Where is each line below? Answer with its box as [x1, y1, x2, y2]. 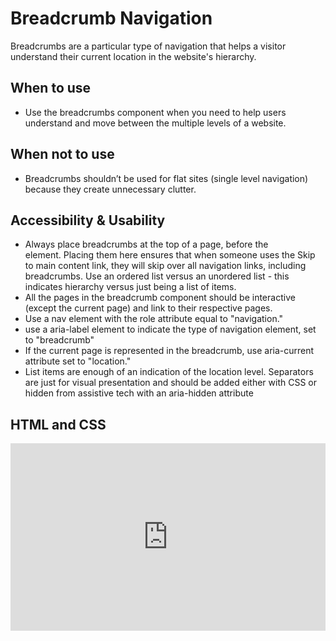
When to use [10, 80, 92, 97]
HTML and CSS [10, 416, 107, 433]
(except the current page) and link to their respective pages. [24, 302, 273, 314]
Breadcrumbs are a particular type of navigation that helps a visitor [10, 40, 287, 52]
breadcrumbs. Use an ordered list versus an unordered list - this [24, 270, 290, 282]
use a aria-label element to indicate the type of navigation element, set [24, 323, 317, 336]
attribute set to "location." [24, 355, 132, 367]
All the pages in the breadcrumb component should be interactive [24, 292, 296, 304]
